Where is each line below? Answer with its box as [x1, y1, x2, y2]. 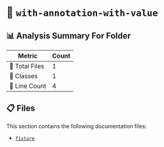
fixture [15, 135, 35, 142]
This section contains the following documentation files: [6, 122, 147, 130]
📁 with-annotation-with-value [6, 5, 159, 20]
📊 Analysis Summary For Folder [6, 30, 131, 41]
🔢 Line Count [9, 82, 47, 90]
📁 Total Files [9, 62, 45, 70]
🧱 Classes [9, 72, 38, 80]
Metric [18, 52, 38, 60]
